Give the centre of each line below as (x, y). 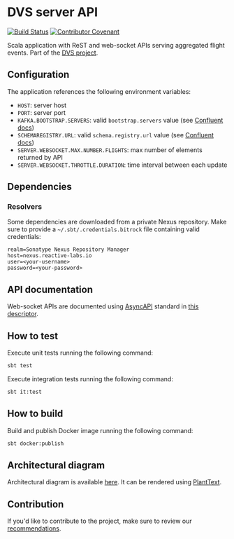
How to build (35, 414)
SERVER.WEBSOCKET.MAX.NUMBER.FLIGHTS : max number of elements (110, 150)
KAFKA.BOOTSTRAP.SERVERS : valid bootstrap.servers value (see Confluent (120, 120)
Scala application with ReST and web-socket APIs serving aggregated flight (116, 45)
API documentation (50, 289)
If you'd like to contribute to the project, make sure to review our (100, 521)
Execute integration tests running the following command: (90, 378)
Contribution (36, 504)
